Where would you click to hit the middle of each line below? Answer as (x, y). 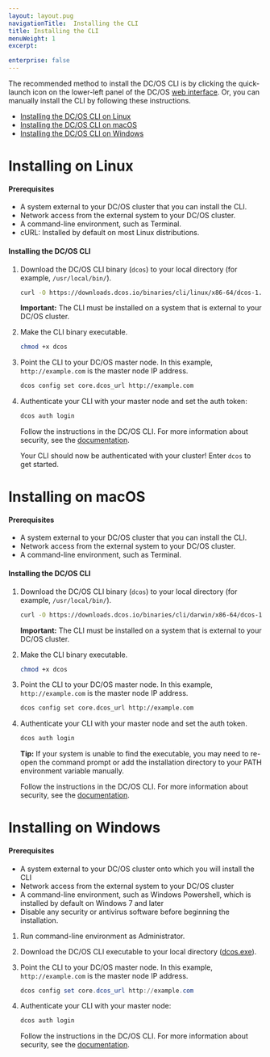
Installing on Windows (85, 828)
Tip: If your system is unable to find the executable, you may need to (134, 754)
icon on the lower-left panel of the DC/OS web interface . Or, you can (146, 92)
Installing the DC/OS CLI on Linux (75, 116)
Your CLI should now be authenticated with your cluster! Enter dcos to (135, 456)
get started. (39, 465)
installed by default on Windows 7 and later (92, 903)
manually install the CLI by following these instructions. (100, 101)
